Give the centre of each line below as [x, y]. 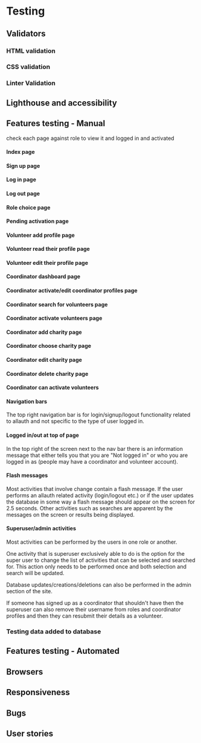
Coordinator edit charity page [44, 360]
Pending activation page [37, 221]
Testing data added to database [54, 631]
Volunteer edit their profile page [47, 262]
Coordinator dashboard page [43, 276]
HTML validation [31, 51]
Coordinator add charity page [44, 332]
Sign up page [23, 165]
